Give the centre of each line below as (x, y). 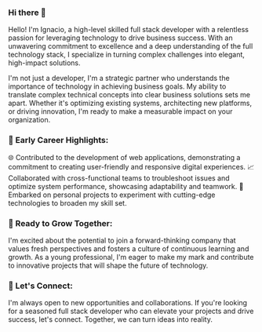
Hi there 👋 (27, 13)
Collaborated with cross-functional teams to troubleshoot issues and (119, 178)
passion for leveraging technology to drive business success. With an (120, 38)
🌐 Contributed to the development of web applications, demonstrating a (124, 157)
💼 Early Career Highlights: (58, 140)
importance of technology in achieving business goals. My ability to (117, 86)
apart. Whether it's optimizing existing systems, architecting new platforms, (130, 103)
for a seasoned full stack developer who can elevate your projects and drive (131, 311)
